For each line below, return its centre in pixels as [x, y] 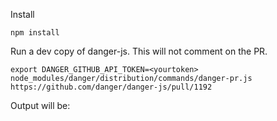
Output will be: [40, 105]
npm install [35, 33]
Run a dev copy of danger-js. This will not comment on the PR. [139, 51]
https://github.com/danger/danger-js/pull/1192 [111, 87]
